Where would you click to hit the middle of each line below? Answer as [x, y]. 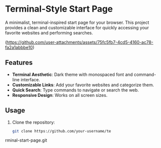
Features [19, 63]
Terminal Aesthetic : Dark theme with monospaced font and [72, 74]
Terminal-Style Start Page [59, 9]
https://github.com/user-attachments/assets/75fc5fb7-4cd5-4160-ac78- [80, 42]
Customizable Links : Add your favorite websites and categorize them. [83, 85]
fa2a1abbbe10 [19, 47]
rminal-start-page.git [26, 140]
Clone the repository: [34, 122]
